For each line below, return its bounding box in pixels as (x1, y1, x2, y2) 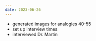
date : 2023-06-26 (5, 7, 41, 12)
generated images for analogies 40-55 (12, 21, 92, 27)
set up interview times (12, 26, 58, 32)
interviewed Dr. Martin (12, 31, 58, 37)
